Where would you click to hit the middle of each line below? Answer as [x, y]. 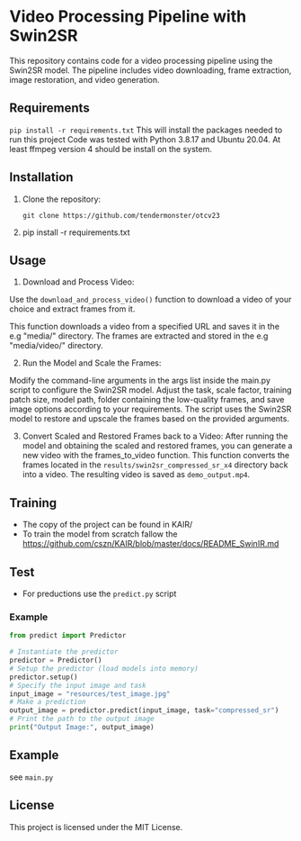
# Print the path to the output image [82, 719]
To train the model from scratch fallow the [100, 534]
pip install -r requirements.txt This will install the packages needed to [146, 130]
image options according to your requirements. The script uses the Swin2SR [150, 409]
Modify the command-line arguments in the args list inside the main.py [140, 381]
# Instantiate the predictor [64, 652]
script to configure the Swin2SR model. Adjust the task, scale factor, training [150, 390]
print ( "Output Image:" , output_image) [82, 728]
